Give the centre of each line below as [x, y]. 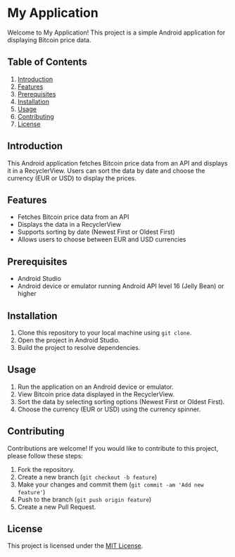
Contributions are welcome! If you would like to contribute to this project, [113, 448]
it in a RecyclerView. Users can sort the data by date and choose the [106, 170]
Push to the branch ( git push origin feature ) [84, 499]
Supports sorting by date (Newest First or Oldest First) [96, 232]
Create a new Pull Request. [57, 507]
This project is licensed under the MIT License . [75, 546]
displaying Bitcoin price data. [49, 39]
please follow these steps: [45, 456]
